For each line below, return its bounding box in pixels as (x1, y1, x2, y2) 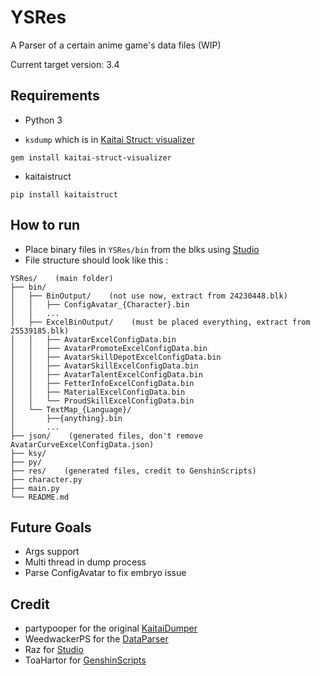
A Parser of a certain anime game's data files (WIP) (10, 39, 222, 51)
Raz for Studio (24, 644, 84, 656)
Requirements (10, 87, 100, 105)
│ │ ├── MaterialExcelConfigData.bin (10, 387, 186, 397)
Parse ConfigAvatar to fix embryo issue (24, 567, 187, 579)
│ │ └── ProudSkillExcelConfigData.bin (10, 396, 195, 406)
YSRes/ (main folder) (10, 273, 114, 283)
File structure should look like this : (24, 254, 169, 266)
